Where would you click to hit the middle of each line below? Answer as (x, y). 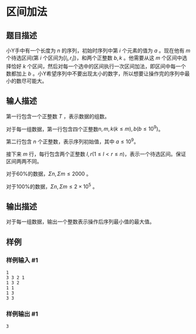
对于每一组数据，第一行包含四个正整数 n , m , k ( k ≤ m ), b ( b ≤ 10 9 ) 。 (85, 128)
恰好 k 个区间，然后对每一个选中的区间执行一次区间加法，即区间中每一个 (98, 66)
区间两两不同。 (24, 161)
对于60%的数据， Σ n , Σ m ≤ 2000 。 (49, 174)
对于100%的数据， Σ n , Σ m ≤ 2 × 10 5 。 (52, 186)
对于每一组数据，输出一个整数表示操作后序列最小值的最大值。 (80, 222)
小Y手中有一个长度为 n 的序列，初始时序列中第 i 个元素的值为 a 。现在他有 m (98, 51)
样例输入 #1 (22, 260)
